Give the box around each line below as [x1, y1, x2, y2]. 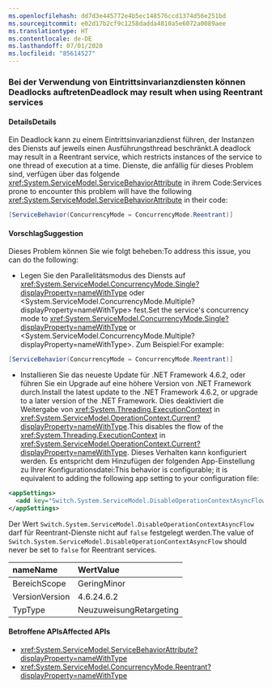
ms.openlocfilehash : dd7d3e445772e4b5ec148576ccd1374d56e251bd [8, 11, 227, 20]
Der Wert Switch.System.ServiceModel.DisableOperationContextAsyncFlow [8, 518, 255, 528]
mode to [19, 314, 49, 324]
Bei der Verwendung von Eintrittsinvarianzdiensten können [8, 76, 246, 88]
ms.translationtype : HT [8, 27, 89, 35]
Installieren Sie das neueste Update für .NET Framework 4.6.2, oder [19, 370, 246, 380]
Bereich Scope [12, 578, 66, 589]
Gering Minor [78, 578, 126, 589]
